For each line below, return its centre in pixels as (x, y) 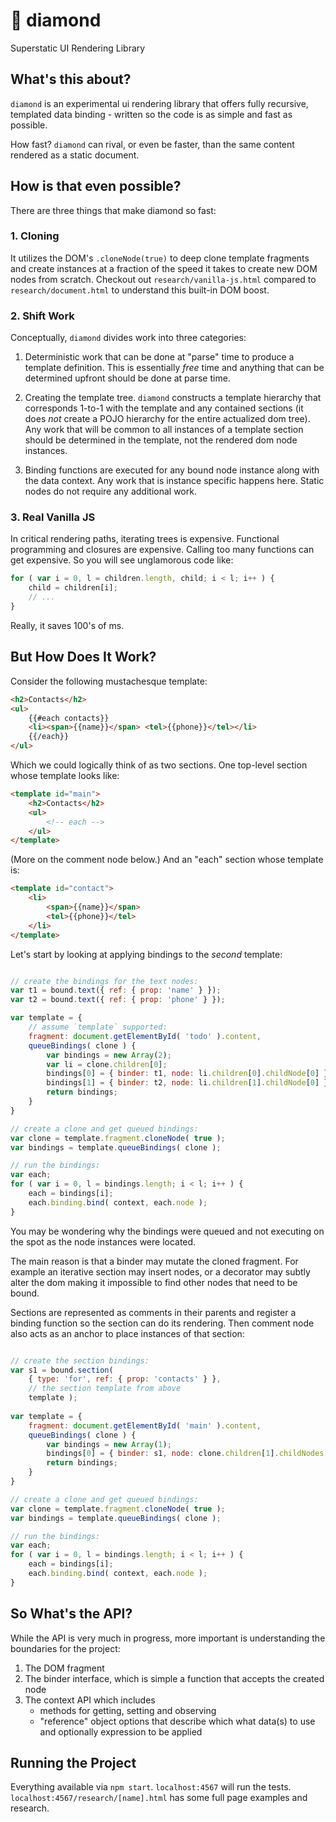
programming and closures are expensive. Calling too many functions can (162, 550)
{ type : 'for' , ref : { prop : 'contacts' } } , (125, 1379)
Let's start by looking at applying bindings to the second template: (146, 954)
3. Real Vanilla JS (53, 517)
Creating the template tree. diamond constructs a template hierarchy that (173, 398)
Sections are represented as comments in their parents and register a (153, 1312)
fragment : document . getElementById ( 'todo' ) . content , (145, 1036)
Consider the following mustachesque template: (109, 681)
